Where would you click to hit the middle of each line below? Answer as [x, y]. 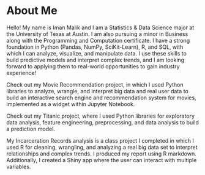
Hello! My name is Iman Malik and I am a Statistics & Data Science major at [100, 27]
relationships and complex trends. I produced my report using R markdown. [102, 154]
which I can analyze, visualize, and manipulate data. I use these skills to [96, 53]
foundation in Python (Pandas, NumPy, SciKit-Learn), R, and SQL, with [95, 47]
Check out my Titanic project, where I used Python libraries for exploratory [100, 116]
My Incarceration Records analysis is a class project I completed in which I [100, 140]
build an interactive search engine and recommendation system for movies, [102, 98]
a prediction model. [31, 129]
